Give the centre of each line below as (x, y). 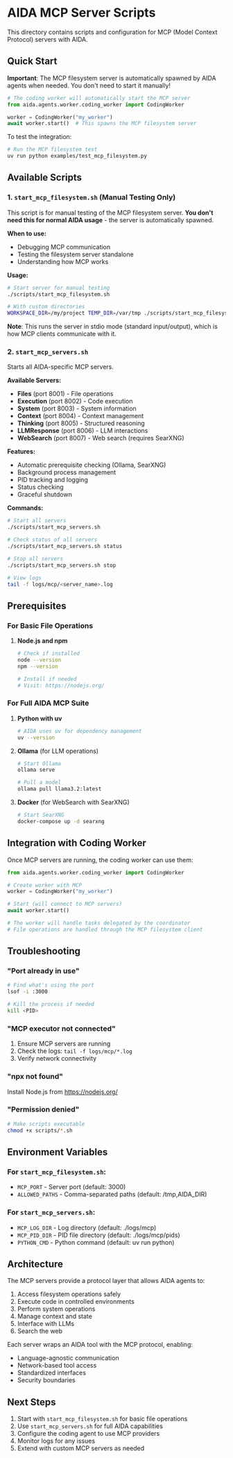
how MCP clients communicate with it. (62, 334)
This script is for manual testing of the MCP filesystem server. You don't (110, 213)
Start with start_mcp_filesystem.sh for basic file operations (102, 1419)
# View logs (24, 578)
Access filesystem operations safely (69, 1294)
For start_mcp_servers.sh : (51, 1212)
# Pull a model (39, 783)
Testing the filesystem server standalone (75, 254)
